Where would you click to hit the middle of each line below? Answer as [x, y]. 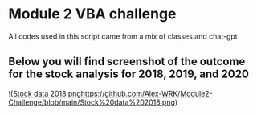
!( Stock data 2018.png [45, 93]
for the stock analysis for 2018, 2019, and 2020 [128, 74]
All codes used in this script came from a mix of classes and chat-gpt [123, 36]
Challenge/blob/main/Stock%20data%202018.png [92, 102]
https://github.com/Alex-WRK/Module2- [147, 93]
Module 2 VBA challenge [92, 14]
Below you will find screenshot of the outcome [127, 62]
